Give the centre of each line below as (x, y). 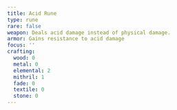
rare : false (24, 26)
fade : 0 (24, 83)
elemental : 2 (32, 70)
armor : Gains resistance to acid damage (66, 39)
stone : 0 (26, 96)
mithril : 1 (29, 77)
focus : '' (21, 45)
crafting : (21, 52)
